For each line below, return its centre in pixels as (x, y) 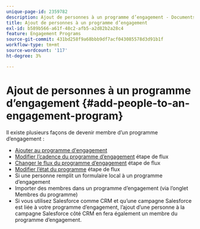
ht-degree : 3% (24, 56)
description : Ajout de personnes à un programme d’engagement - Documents (101, 17)
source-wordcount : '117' (37, 51)
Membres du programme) (46, 195)
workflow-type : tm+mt (33, 45)
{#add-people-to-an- (136, 103)
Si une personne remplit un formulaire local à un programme (88, 175)
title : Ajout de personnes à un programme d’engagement (77, 23)
